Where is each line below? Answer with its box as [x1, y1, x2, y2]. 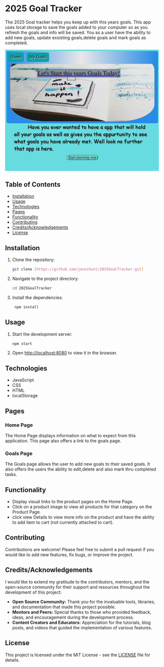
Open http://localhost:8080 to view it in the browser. [12, 350, 118, 356]
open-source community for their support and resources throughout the [5, 584, 150, 590]
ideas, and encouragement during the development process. [12, 614, 134, 620]
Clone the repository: [12, 257, 55, 263]
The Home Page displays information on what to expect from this [5, 432, 136, 438]
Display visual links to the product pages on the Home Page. [12, 499, 134, 505]
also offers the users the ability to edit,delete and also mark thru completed [5, 466, 156, 472]
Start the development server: [12, 331, 73, 337]
